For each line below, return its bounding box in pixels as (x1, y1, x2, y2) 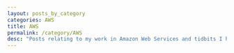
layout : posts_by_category (7, 10, 86, 17)
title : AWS (7, 23, 39, 30)
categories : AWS (7, 17, 54, 23)
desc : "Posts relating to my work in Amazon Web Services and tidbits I (7, 36, 223, 43)
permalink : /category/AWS (7, 29, 82, 36)
